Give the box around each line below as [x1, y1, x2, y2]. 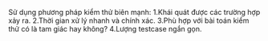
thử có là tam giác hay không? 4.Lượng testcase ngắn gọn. [8, 24, 202, 33]
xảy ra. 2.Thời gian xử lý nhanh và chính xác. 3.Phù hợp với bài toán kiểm [8, 16, 250, 25]
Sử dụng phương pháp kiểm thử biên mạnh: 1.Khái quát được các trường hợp [8, 8, 261, 17]
